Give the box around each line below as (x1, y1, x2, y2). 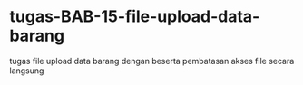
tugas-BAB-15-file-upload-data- (9, 6, 260, 27)
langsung (9, 65, 44, 76)
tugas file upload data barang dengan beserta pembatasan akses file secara (9, 55, 295, 66)
